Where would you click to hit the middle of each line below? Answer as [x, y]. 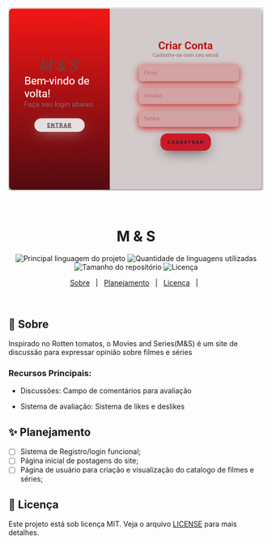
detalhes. [24, 533]
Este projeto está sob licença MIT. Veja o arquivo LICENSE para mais [123, 524]
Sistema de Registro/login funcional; [81, 452]
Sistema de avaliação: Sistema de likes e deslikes [102, 407]
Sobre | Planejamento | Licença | [134, 283]
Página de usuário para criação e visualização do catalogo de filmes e [137, 470]
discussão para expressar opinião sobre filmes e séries [100, 353]
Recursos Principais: [50, 374]
